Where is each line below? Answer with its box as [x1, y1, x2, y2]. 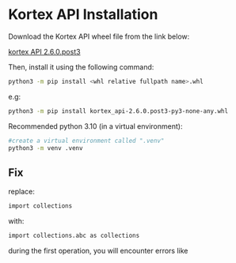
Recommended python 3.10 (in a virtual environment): [8, 121, 183, 131]
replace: [8, 187, 36, 197]
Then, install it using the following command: [8, 62, 154, 72]
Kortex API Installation [8, 6, 158, 24]
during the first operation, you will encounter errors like [8, 246, 188, 255]
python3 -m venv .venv [8, 144, 83, 152]
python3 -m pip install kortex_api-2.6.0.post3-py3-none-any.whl [8, 107, 228, 115]
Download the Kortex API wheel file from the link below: [8, 32, 190, 41]
